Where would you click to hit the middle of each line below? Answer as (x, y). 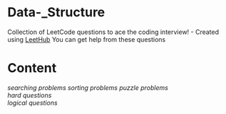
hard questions (30, 95)
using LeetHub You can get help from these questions (87, 39)
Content (32, 68)
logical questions (33, 103)
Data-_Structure (56, 12)
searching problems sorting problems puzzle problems (88, 87)
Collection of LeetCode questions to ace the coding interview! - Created (113, 32)
